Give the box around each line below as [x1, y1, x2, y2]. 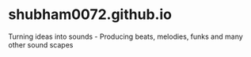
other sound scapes [8, 40, 74, 49]
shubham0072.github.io [8, 6, 173, 24]
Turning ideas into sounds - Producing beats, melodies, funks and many [8, 32, 243, 41]
